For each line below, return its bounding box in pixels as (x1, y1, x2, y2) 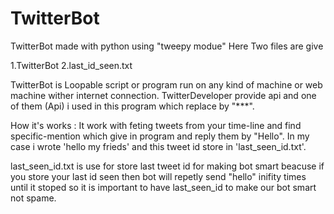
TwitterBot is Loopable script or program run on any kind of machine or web (10, 78, 323, 91)
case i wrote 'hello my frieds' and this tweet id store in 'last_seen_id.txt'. (10, 140, 307, 152)
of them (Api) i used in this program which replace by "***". (10, 100, 255, 112)
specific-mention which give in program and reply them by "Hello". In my (10, 130, 310, 142)
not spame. (10, 192, 57, 204)
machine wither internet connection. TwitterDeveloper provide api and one (10, 89, 317, 101)
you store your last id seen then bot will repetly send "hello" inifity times (10, 170, 307, 182)
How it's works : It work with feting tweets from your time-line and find (10, 119, 302, 131)
